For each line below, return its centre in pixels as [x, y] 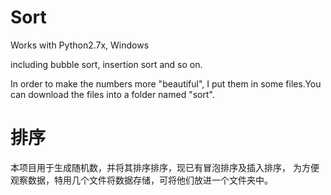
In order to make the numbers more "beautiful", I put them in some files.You [166, 83]
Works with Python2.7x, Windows [80, 45]
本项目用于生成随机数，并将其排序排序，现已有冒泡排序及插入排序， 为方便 [165, 167]
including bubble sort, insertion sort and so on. [106, 64]
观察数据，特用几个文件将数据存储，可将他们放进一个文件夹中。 [141, 180]
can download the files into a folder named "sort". [112, 94]
